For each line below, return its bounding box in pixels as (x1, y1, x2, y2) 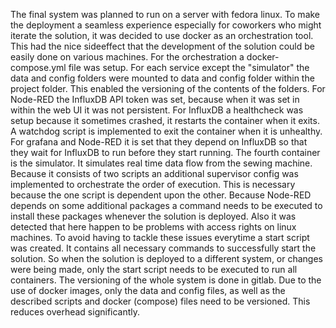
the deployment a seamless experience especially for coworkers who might (10, 19, 322, 31)
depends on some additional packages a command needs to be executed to (10, 200, 323, 211)
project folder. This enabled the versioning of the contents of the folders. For (10, 83, 326, 94)
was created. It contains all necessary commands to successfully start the (10, 242, 317, 254)
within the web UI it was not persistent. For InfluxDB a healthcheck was (10, 104, 304, 116)
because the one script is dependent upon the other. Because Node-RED (10, 189, 312, 201)
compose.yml (10, 62, 67, 73)
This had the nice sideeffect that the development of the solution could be (10, 40, 315, 52)
